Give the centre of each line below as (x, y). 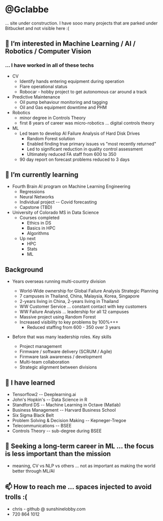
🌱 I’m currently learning (42, 175)
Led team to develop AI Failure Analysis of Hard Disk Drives (80, 133)
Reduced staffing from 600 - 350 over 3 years (74, 327)
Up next (27, 239)
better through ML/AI (33, 471)
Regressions (32, 192)
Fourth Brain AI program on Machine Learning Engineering (71, 186)
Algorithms (38, 233)
